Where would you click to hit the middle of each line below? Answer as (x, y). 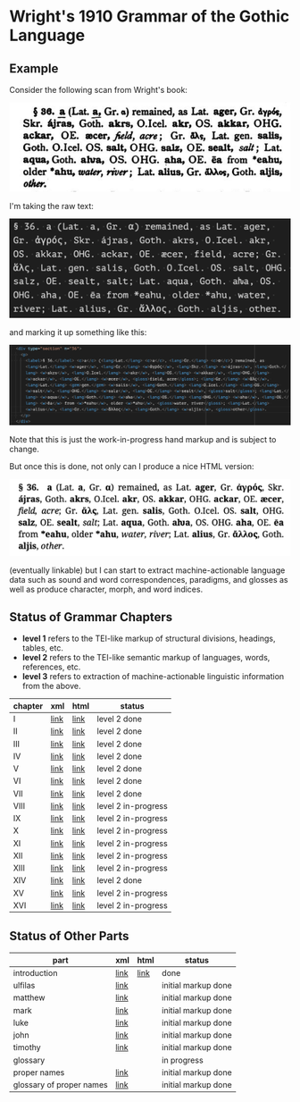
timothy (27, 1047)
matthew (29, 997)
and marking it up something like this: (78, 332)
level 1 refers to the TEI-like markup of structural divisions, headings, (149, 639)
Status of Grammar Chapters (91, 617)
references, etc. (51, 667)
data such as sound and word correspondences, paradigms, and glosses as (149, 579)
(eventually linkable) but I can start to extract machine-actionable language (147, 570)
